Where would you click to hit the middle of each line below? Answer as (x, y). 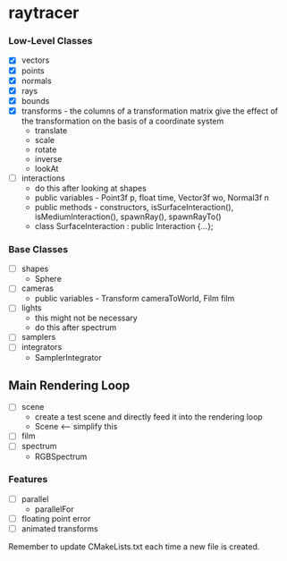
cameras (38, 288)
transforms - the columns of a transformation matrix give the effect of (150, 111)
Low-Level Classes (51, 41)
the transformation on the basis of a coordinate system (122, 121)
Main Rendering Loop (69, 385)
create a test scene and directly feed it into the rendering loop (148, 417)
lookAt (46, 168)
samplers (38, 337)
